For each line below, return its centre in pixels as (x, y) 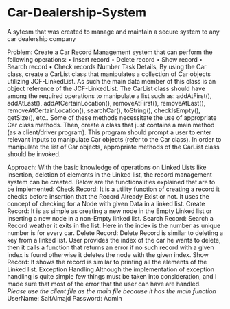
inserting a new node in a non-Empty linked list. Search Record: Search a (111, 218)
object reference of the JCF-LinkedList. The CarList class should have (106, 88)
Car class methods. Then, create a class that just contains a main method (111, 125)
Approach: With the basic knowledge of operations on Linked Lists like (107, 167)
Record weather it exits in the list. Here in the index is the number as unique (114, 225)
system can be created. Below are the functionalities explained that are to (111, 182)
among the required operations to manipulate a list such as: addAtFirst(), (110, 96)
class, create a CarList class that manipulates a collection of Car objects (109, 74)
